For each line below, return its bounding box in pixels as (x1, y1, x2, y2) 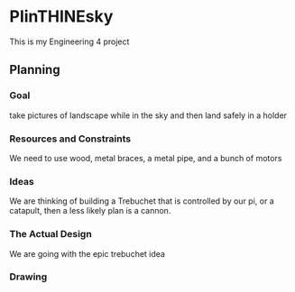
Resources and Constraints (9, 132, 132, 145)
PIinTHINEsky (9, 6, 114, 27)
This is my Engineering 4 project (9, 36, 130, 47)
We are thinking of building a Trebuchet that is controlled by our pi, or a (9, 196, 274, 206)
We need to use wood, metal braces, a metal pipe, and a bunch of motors (9, 152, 282, 163)
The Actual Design (9, 228, 92, 241)
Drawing (9, 270, 48, 283)
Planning (9, 62, 60, 78)
